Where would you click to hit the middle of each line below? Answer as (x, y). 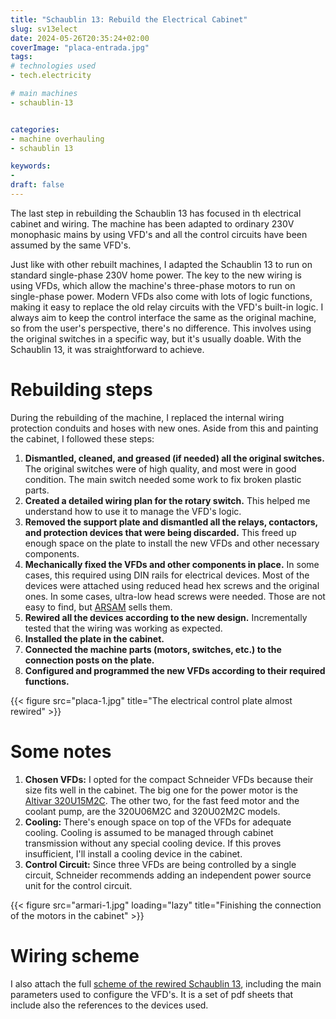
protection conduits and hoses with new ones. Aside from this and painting (164, 428)
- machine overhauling (57, 139)
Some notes (61, 752)
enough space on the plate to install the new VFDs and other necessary (172, 543)
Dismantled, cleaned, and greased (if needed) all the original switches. (174, 458)
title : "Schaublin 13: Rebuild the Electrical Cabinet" (129, 19)
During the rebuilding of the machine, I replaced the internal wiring (147, 417)
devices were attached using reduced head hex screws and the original (172, 585)
